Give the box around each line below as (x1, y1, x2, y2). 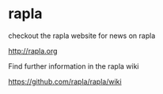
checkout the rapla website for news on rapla (8, 31, 156, 40)
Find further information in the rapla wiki (8, 61, 140, 71)
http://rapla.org (8, 46, 58, 55)
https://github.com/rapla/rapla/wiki (8, 77, 122, 86)
